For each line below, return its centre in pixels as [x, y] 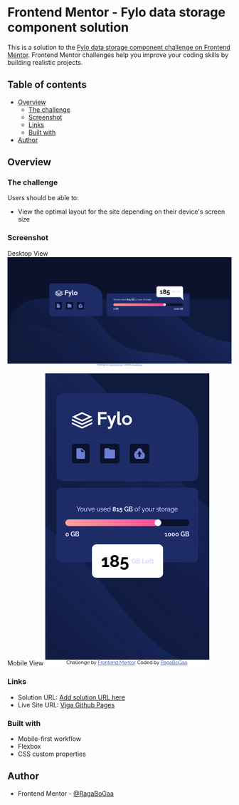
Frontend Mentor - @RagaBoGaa [65, 793]
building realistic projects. [45, 62]
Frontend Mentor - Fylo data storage [117, 12]
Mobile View [26, 663]
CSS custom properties [52, 754]
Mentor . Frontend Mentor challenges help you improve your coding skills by [118, 55]
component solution [68, 27]
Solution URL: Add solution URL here [71, 697]
